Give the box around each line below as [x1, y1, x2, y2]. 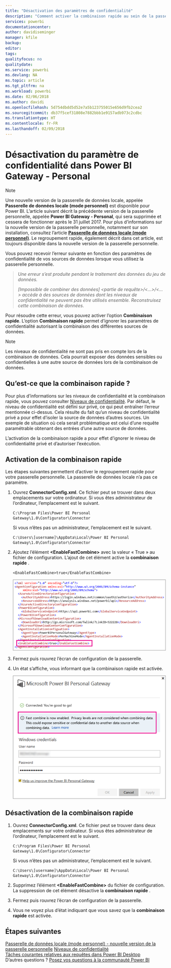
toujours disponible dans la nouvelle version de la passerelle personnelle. [5, 240, 159, 246]
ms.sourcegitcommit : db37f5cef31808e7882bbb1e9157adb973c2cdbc [5, 110, 142, 116]
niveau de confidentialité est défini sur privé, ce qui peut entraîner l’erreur [5, 404, 160, 410]
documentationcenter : [5, 24, 51, 30]
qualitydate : [5, 62, 33, 67]
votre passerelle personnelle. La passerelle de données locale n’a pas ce [5, 474, 158, 480]
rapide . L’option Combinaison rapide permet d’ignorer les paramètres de [5, 318, 159, 324]
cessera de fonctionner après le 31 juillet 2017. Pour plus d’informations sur [5, 219, 162, 225]
